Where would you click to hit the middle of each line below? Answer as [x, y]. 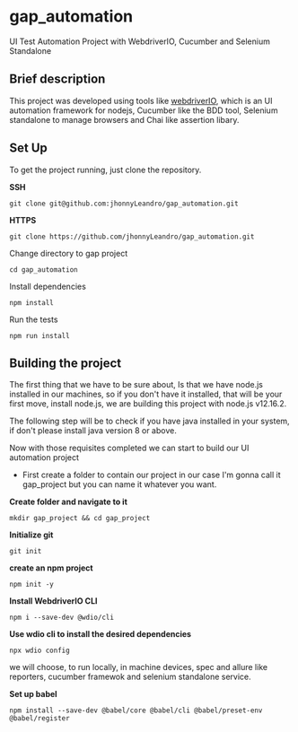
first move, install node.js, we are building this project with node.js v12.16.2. [148, 404]
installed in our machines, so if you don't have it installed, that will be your [146, 394]
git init [26, 552]
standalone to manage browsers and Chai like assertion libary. [124, 119]
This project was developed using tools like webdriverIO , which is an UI [141, 100]
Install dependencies [48, 286]
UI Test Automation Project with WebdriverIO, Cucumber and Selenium [140, 41]
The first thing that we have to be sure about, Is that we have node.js [136, 385]
